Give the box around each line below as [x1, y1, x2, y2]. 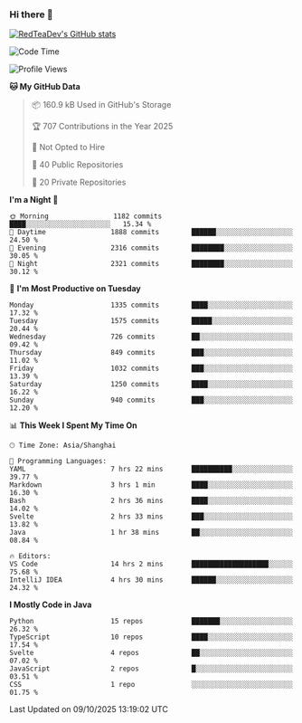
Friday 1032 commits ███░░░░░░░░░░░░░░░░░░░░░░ [9, 364, 294, 374]
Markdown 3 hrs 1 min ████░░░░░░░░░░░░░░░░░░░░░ [9, 480, 294, 490]
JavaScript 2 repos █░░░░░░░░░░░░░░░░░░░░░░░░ [9, 664, 294, 673]
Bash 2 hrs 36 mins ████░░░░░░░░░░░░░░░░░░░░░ [9, 497, 294, 506]
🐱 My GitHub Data [9, 81, 81, 92]
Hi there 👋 [9, 8, 54, 21]
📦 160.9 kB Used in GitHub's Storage [31, 100, 172, 110]
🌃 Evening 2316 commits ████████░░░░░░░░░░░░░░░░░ [9, 243, 294, 252]
